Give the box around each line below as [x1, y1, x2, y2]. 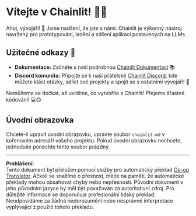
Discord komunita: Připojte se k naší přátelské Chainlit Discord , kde [14, 72, 178, 79]
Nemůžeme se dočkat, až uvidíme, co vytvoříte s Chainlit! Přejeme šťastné [6, 89, 185, 96]
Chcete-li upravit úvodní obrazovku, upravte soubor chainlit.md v [6, 131, 165, 138]
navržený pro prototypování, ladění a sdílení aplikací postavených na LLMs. [6, 30, 187, 37]
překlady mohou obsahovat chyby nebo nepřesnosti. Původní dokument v [6, 178, 184, 186]
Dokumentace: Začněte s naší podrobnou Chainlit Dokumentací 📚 [14, 64, 175, 71]
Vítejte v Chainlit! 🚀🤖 [6, 5, 108, 19]
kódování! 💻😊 [6, 96, 42, 103]
